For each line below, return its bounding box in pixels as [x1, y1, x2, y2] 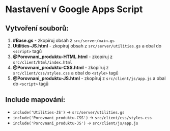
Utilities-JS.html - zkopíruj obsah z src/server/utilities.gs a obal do [12, 43, 162, 49]
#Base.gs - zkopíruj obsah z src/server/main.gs [12, 37, 115, 43]
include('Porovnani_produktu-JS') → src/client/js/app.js [12, 120, 138, 126]
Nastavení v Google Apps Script [5, 4, 143, 15]
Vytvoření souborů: [5, 24, 69, 33]
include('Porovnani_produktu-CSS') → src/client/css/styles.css [12, 114, 152, 120]
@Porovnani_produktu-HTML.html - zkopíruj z [12, 54, 113, 60]
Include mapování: [5, 95, 66, 104]
